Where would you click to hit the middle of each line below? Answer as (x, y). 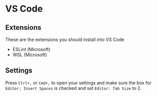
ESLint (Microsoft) (31, 49)
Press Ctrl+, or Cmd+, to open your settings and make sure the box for (78, 83)
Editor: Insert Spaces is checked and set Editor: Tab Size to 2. (73, 88)
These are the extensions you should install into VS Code (65, 39)
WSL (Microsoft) (30, 55)
